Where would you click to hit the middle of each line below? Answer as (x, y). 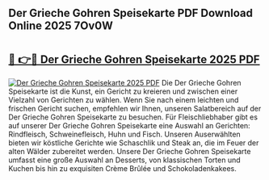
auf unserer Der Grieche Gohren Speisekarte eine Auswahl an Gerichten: (129, 126)
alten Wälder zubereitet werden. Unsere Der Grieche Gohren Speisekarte (130, 151)
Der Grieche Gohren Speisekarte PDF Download (130, 13)
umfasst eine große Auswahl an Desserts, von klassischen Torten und (124, 160)
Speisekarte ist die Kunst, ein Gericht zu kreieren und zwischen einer (123, 91)
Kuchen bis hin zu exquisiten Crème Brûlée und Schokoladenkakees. (122, 168)
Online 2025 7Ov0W (61, 26)
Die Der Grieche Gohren (201, 83)
